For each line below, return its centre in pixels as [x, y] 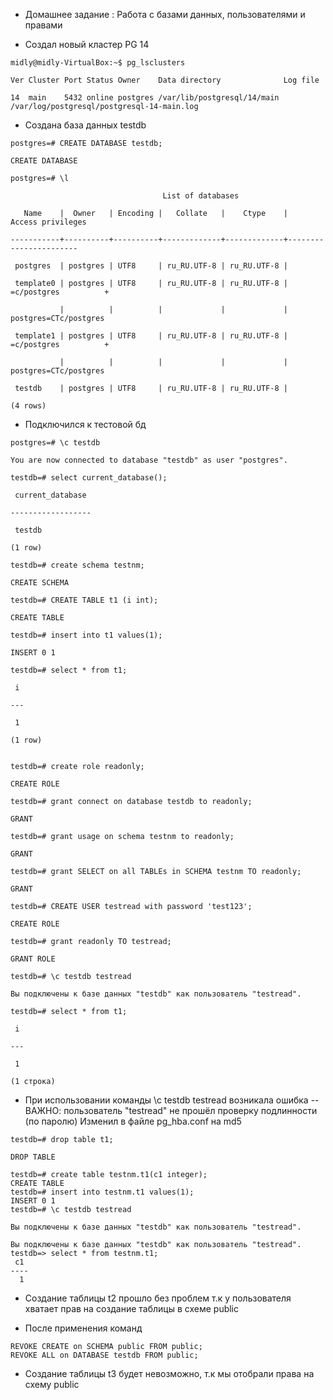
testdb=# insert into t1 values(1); [86, 635]
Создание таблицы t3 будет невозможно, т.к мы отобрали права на [169, 1373]
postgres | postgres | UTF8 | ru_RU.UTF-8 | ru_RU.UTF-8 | [151, 266]
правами [43, 25]
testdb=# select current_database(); [89, 478]
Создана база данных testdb [85, 125]
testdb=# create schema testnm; [77, 565]
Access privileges [48, 222]
